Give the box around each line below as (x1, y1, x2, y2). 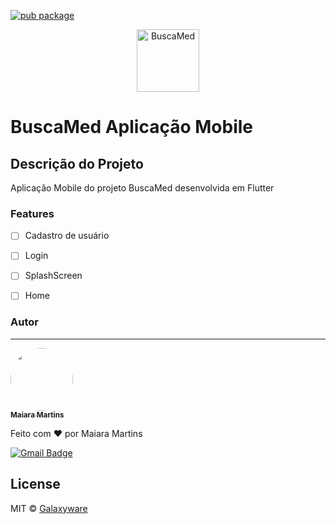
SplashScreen (24, 270, 83, 282)
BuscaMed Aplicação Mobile (10, 116, 253, 139)
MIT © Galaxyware (10, 502, 88, 514)
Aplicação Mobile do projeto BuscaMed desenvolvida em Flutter (10, 182, 275, 194)
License (10, 476, 61, 493)
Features (10, 206, 55, 220)
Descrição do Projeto (10, 155, 144, 172)
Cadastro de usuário (24, 230, 110, 242)
